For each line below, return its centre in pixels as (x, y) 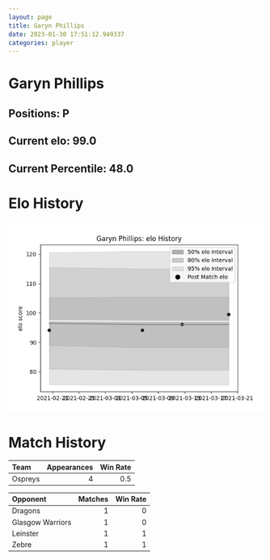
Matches (93, 499)
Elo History (46, 203)
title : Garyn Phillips (46, 25)
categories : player (41, 43)
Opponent (29, 499)
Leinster (25, 533)
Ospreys (26, 479)
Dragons (26, 511)
